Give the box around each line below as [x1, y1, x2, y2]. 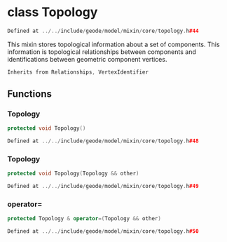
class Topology [7, 4, 98, 20]
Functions [7, 88, 53, 100]
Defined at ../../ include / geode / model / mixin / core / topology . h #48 [7, 137, 199, 144]
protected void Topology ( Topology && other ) [7, 170, 139, 177]
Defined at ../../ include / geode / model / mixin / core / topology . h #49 [7, 183, 199, 190]
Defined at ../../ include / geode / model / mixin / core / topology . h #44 [7, 27, 199, 34]
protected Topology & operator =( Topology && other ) [7, 215, 161, 222]
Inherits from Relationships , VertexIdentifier [7, 68, 149, 76]
